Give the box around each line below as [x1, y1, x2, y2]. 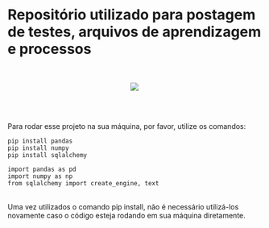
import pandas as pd [7, 165, 77, 173]
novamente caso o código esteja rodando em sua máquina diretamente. [7, 210, 246, 220]
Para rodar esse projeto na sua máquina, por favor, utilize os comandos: [7, 121, 246, 131]
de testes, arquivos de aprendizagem [7, 23, 262, 41]
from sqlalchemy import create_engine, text [7, 179, 159, 187]
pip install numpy [7, 143, 69, 152]
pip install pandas [7, 137, 73, 145]
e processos [7, 40, 92, 58]
